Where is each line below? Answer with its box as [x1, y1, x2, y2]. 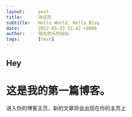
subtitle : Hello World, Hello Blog [6, 20, 100, 26]
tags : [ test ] [6, 36, 55, 42]
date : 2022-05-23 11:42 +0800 [6, 25, 97, 31]
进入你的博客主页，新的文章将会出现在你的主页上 [6, 105, 126, 112]
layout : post [6, 8, 49, 15]
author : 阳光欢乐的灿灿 [6, 31, 70, 37]
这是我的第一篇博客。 [6, 84, 111, 97]
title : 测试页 [6, 14, 52, 20]
